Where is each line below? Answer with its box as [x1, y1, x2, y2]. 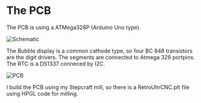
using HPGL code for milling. [6, 90, 78, 97]
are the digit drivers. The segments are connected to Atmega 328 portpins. [6, 53, 196, 61]
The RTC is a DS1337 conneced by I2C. [6, 60, 106, 67]
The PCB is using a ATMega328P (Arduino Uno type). [6, 24, 141, 31]
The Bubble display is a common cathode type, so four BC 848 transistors [6, 47, 193, 55]
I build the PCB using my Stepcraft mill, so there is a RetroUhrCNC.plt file [6, 83, 189, 91]
